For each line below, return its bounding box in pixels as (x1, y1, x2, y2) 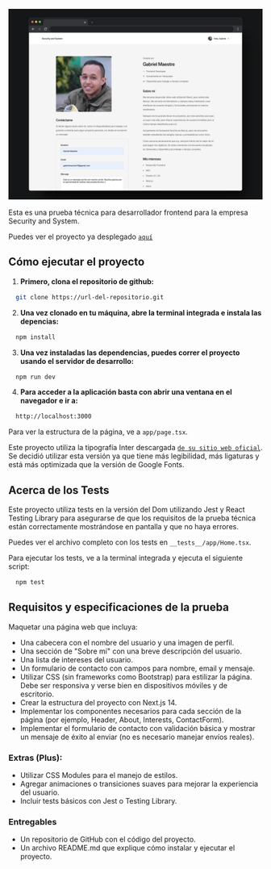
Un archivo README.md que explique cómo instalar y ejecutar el (19, 843, 236, 853)
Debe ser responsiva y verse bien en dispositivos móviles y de (19, 680, 228, 690)
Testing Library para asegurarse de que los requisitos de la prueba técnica (8, 513, 256, 523)
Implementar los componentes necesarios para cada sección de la (19, 706, 242, 716)
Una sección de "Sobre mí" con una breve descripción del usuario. (19, 646, 242, 656)
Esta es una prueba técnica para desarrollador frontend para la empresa (8, 207, 248, 217)
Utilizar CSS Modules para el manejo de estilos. (19, 771, 178, 780)
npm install (15, 332, 56, 341)
